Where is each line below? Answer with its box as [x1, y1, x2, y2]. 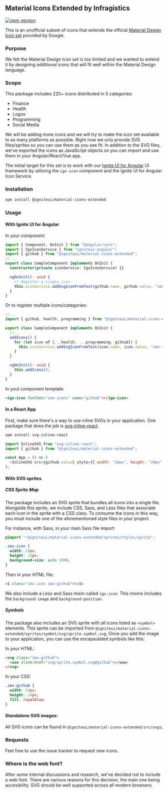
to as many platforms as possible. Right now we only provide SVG [5, 137, 140, 143]
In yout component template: [5, 385, 64, 391]
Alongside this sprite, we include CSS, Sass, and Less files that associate [5, 505, 156, 511]
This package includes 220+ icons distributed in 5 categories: [5, 91, 133, 97]
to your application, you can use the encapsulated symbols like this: [5, 636, 145, 642]
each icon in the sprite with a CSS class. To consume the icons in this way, [5, 510, 159, 516]
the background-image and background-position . [5, 596, 103, 602]
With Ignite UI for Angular [5, 222, 59, 228]
